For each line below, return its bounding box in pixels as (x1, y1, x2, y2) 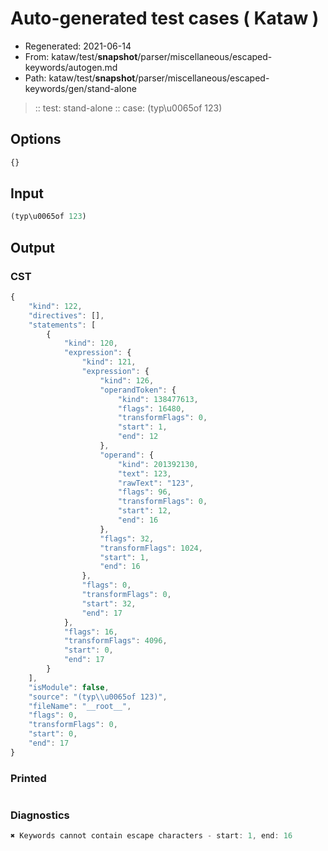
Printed (10, 771, 47, 785)
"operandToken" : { (99, 385, 177, 395)
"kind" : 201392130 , (117, 459, 199, 469)
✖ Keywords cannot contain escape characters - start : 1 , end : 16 (10, 831, 293, 841)
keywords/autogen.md (24, 61, 118, 73)
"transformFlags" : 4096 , (63, 636, 168, 646)
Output (10, 239, 55, 256)
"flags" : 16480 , (117, 403, 186, 414)
